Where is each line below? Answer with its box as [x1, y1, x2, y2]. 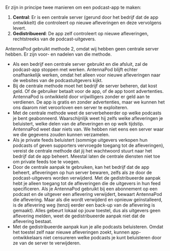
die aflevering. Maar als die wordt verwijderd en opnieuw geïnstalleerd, [12, 196, 162, 203]
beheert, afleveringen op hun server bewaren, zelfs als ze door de [12, 169, 152, 175]
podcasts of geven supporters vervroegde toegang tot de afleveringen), [12, 142, 164, 148]
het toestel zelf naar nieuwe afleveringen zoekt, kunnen [12, 229, 130, 235]
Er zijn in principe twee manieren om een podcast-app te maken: [5, 5, 141, 10]
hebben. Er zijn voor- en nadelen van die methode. [5, 51, 112, 57]
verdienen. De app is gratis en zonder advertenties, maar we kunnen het [12, 99, 165, 105]
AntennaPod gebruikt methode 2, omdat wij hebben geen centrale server [5, 46, 159, 52]
